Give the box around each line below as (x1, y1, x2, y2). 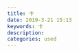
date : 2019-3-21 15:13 (7, 17, 72, 23)
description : (7, 29, 45, 36)
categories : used (7, 36, 57, 43)
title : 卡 (7, 10, 34, 17)
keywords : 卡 (7, 23, 43, 30)
